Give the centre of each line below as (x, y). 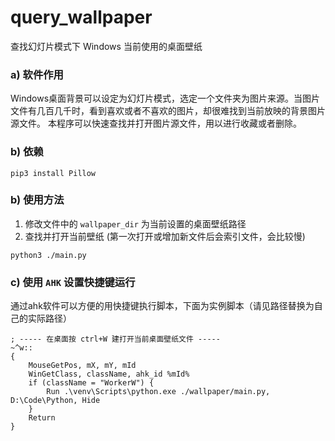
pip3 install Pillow (53, 173)
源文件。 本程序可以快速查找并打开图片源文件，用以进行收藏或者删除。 (156, 123)
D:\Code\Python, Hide (55, 401)
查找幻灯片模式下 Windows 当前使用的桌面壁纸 (106, 46)
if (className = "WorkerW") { (91, 383)
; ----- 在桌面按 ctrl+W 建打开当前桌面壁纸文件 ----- (115, 339)
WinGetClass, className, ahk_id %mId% (109, 374)
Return (42, 418)
